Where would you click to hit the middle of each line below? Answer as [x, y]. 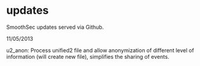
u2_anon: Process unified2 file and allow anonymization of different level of [100, 50]
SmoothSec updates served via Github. [55, 27]
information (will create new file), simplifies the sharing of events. [88, 56]
